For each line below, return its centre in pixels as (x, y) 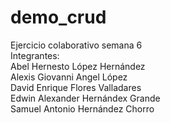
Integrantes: (35, 55)
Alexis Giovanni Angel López (69, 77)
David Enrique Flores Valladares (76, 87)
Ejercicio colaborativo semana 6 (76, 45)
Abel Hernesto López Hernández (78, 66)
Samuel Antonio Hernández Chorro (82, 108)
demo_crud (58, 17)
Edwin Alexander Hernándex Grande (85, 98)
